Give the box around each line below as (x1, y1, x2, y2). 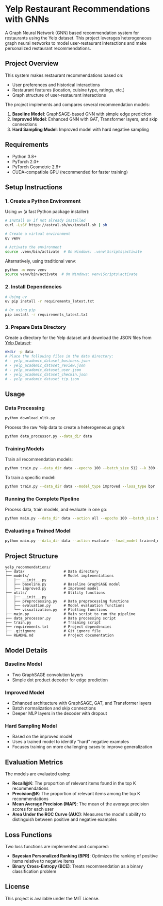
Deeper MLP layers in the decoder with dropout (12, 711, 108, 716)
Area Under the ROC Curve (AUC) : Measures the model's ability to (12, 811, 147, 817)
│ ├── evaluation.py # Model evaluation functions (5, 603, 125, 608)
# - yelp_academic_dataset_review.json (5, 363, 86, 368)
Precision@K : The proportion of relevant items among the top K (12, 791, 141, 797)
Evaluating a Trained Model (5, 528, 71, 534)
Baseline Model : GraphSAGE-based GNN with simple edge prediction (12, 111, 152, 117)
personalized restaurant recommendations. (5, 45, 91, 51)
